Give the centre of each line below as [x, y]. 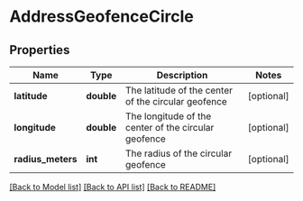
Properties [40, 50]
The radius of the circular [179, 153]
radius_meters [46, 159]
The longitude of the [168, 116]
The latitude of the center [179, 90]
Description [182, 75]
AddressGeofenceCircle [101, 17]
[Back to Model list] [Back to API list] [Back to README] [113, 187]
